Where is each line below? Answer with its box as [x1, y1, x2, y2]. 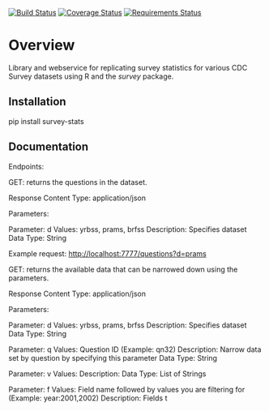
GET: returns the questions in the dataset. [8, 177, 147, 186]
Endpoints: [8, 161, 45, 171]
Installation [8, 95, 66, 109]
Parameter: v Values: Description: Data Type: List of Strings [8, 369, 207, 379]
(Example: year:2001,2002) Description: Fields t [8, 393, 168, 403]
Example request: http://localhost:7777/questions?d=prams [8, 248, 207, 259]
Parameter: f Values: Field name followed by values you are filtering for [8, 384, 246, 394]
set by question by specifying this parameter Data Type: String [8, 353, 217, 362]
